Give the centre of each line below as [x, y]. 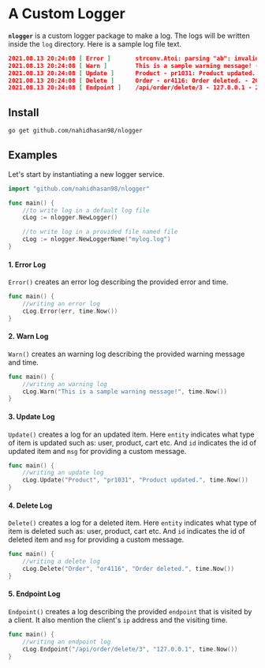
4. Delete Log [30, 505]
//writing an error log [62, 304]
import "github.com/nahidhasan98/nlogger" [79, 189]
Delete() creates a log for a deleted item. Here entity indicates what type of [132, 523]
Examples [33, 155]
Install [24, 113]
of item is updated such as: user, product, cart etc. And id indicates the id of [132, 442]
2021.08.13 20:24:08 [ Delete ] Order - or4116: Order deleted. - [129, 81]
